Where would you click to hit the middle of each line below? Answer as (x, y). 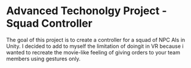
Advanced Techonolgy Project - (87, 11)
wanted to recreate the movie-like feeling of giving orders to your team (93, 52)
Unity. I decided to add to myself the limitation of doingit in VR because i (95, 46)
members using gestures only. (43, 59)
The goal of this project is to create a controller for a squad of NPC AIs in (96, 40)
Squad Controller (49, 23)
